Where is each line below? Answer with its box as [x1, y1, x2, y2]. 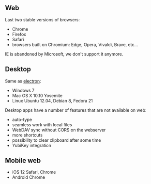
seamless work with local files [12, 121, 72, 128]
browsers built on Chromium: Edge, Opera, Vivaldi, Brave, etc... [12, 41, 138, 48]
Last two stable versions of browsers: [5, 17, 80, 22]
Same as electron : [5, 78, 41, 84]
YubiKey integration [12, 142, 52, 148]
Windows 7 [12, 87, 35, 93]
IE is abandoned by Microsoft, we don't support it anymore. [5, 51, 123, 57]
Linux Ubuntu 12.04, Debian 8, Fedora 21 [12, 98, 93, 103]
